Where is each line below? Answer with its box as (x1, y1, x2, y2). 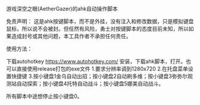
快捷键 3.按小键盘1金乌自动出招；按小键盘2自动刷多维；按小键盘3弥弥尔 (11, 73, 188, 79)
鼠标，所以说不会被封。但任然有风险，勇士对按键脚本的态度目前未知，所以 (6, 26, 189, 32)
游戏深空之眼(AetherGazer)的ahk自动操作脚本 (6, 5, 118, 12)
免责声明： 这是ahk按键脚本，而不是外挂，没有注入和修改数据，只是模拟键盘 (6, 18, 194, 25)
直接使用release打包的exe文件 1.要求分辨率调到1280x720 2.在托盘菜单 (16, 65, 189, 72)
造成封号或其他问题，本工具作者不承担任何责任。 (11, 33, 132, 40)
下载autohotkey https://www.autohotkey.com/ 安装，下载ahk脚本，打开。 (6, 58, 186, 65)
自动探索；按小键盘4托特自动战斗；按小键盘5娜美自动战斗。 (16, 80, 164, 87)
